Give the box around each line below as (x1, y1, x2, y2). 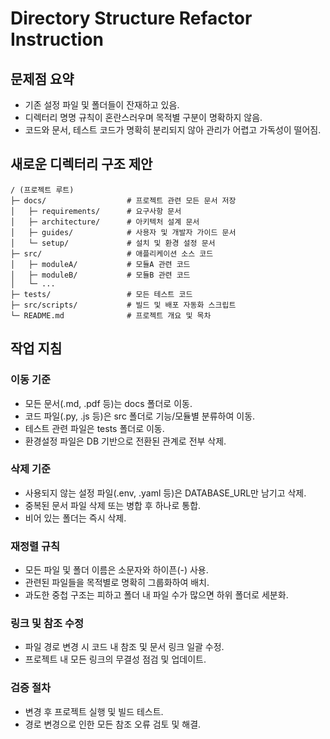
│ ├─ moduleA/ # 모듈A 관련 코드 (10, 259, 191, 269)
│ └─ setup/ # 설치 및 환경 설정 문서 (10, 238, 216, 248)
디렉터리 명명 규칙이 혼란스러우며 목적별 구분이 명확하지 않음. (24, 112, 263, 123)
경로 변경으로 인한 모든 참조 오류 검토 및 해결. (24, 718, 202, 730)
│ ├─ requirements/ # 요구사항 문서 (10, 206, 182, 216)
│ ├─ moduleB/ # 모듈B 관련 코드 (10, 270, 191, 280)
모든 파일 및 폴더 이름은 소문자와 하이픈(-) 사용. (24, 564, 209, 576)
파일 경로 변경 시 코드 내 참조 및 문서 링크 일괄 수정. (24, 641, 225, 653)
